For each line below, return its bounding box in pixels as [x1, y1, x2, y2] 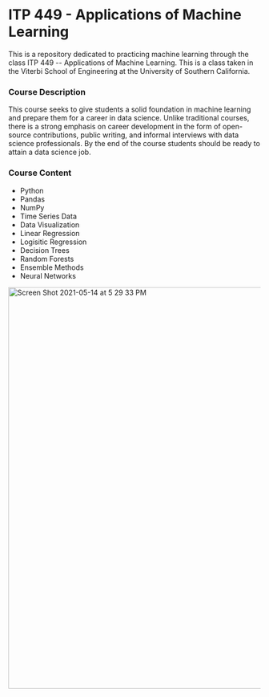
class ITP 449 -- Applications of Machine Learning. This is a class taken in [8, 58, 254, 67]
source [8, 130, 32, 140]
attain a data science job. [8, 147, 91, 157]
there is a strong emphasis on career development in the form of [8, 122, 222, 132]
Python [19, 185, 44, 195]
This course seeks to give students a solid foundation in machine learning [8, 104, 251, 114]
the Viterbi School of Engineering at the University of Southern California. [8, 66, 251, 75]
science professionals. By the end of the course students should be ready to [8, 139, 260, 149]
